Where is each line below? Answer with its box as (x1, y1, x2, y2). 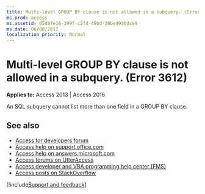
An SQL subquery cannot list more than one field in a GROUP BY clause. (6, 103, 188, 110)
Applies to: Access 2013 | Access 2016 (6, 91, 106, 98)
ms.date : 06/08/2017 (6, 26, 59, 32)
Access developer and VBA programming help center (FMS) (15, 162, 167, 170)
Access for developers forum (15, 137, 89, 144)
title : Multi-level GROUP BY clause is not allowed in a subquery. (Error (6, 9, 201, 15)
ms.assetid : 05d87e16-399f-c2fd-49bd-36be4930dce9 (6, 20, 138, 26)
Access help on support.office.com (15, 143, 104, 150)
